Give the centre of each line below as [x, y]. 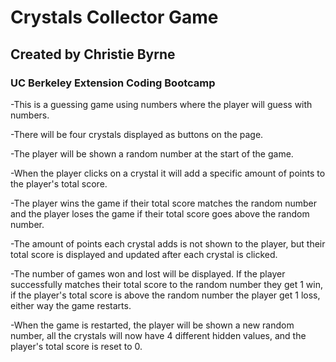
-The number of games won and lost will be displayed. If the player [148, 273]
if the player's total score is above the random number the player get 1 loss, [165, 295]
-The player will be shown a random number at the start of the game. [152, 153]
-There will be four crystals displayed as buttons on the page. [137, 134]
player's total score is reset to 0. [76, 346]
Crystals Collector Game [114, 17]
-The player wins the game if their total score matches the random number [164, 203]
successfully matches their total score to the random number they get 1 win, [166, 284]
